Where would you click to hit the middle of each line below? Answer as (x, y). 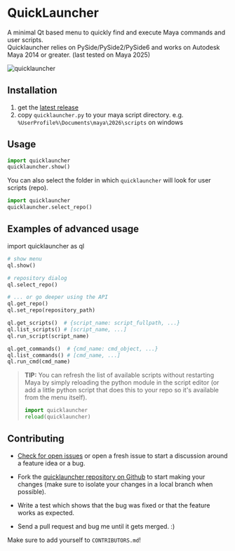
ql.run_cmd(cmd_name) (39, 362)
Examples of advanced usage (73, 229)
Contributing (36, 439)
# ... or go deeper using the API (58, 297)
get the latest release (48, 107)
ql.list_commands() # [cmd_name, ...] (64, 355)
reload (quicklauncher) (58, 417)
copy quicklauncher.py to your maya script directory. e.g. (100, 114)
